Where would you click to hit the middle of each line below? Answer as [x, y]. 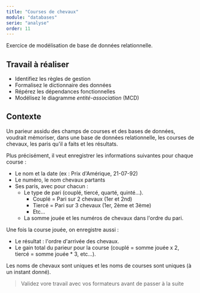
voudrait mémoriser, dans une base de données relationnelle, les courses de [100, 137]
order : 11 [19, 28]
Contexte [24, 117]
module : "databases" [32, 17]
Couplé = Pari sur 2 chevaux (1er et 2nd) [82, 199]
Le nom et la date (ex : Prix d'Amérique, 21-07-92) [76, 173]
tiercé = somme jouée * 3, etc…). [56, 254]
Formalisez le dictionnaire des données [63, 85]
